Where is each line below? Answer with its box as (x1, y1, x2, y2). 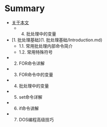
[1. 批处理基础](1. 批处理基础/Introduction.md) (11, 37, 103, 43)
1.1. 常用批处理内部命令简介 (18, 43, 73, 49)
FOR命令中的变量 (18, 72, 53, 77)
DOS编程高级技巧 (18, 116, 54, 122)
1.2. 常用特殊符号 (18, 49, 53, 55)
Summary (4, 3, 45, 14)
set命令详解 (18, 94, 42, 100)
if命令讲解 (18, 105, 39, 111)
